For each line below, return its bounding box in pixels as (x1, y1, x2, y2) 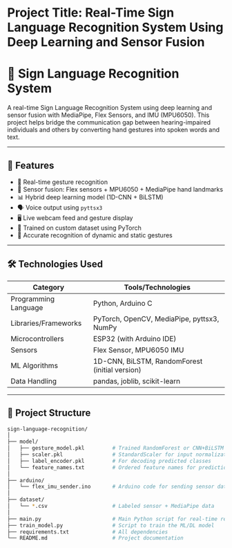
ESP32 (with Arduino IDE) (93, 334, 177, 343)
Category (32, 282, 64, 292)
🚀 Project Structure (7, 407, 91, 419)
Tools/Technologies (124, 282, 191, 292)
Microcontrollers (10, 334, 64, 343)
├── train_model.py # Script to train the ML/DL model (7, 522, 215, 529)
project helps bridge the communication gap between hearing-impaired (7, 118, 211, 127)
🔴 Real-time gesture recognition (17, 178, 108, 186)
